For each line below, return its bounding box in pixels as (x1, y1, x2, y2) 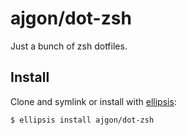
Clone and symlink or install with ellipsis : (10, 95, 177, 107)
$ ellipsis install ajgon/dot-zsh (10, 115, 155, 125)
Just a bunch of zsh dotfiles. (10, 40, 128, 52)
